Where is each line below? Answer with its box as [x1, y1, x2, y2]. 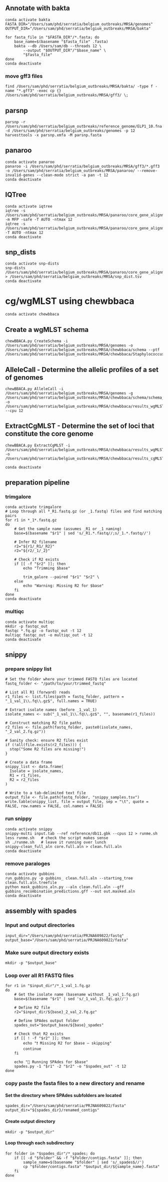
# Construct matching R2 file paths [5, 720, 81, 725]
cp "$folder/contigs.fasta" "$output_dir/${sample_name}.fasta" [23, 1164, 160, 1169]
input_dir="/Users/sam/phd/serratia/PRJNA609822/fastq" [5, 933, 124, 938]
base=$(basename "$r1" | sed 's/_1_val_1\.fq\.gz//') [14, 996, 128, 1001]
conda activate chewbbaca [5, 312, 59, 317]
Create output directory [5, 1118, 55, 1124]
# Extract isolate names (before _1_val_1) [5, 707, 97, 712]
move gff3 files [5, 72, 43, 79]
